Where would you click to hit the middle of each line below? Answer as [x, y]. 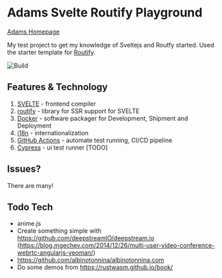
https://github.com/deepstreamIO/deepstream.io [86, 238]
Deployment [34, 126]
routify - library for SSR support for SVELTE [78, 111]
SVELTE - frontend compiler [56, 104]
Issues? [24, 169]
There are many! [30, 185]
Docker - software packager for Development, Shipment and [102, 118]
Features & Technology [58, 87]
